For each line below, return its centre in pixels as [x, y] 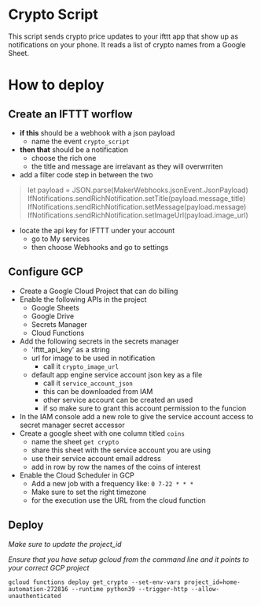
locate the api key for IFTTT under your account [97, 230]
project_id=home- [212, 582]
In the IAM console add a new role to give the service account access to [136, 416]
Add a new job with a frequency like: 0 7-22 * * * [112, 483]
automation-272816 [38, 589]
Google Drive [53, 316]
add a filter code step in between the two [86, 174]
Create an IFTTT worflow [70, 114]
